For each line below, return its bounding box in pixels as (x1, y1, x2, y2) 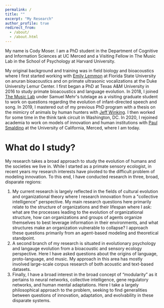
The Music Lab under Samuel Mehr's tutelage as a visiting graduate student (5, 93, 158, 99)
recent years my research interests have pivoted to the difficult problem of (5, 168, 155, 174)
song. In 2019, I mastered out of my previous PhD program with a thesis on (5, 104, 156, 110)
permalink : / (5, 7, 32, 12)
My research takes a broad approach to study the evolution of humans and (5, 158, 156, 164)
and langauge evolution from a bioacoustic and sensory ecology (12, 245, 142, 251)
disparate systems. (12, 297, 51, 303)
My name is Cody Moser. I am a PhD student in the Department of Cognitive (5, 47, 158, 54)
